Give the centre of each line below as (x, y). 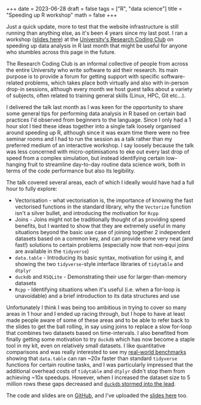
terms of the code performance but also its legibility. (71, 171)
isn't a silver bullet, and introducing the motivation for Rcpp (87, 213)
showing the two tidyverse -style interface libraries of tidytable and (99, 264)
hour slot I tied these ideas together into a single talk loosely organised (93, 126)
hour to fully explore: (32, 189)
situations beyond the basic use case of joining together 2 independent (103, 232)
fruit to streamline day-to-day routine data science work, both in (106, 164)
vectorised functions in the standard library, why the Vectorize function (103, 207)
